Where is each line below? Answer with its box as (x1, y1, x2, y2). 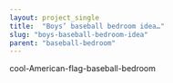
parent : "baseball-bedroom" (9, 38, 117, 48)
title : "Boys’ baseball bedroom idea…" (9, 22, 166, 31)
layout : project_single (9, 13, 100, 23)
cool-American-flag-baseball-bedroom (9, 63, 157, 74)
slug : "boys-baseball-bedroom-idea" (9, 30, 148, 39)
